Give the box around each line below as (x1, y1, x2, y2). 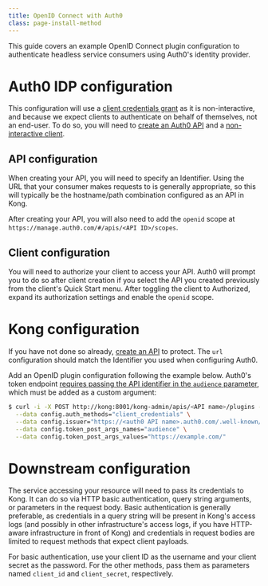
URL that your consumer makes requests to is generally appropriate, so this (8, 182, 257, 191)
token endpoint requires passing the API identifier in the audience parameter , (8, 380, 259, 388)
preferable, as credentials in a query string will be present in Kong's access (8, 511, 256, 521)
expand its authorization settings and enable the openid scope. (8, 293, 215, 302)
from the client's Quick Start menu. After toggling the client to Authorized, (8, 284, 251, 293)
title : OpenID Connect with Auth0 (8, 11, 124, 20)
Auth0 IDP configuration (8, 77, 173, 96)
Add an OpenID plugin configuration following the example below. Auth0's (8, 371, 251, 380)
